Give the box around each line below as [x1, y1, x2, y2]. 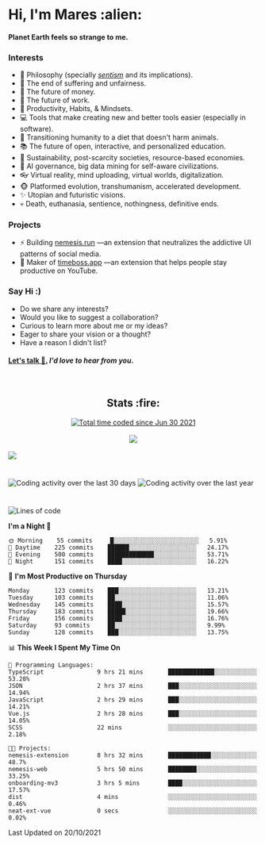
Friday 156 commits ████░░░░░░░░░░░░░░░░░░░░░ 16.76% [8, 615, 229, 623]
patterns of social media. [19, 249, 102, 259]
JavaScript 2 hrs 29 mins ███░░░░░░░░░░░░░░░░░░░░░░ [8, 696, 258, 704]
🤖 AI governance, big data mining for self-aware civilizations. [19, 161, 220, 171]
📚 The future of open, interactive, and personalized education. [19, 141, 226, 152]
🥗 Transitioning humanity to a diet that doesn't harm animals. [19, 133, 219, 142]
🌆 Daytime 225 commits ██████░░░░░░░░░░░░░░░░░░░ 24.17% [8, 543, 229, 552]
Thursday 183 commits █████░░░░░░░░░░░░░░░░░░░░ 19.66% [8, 608, 229, 616]
